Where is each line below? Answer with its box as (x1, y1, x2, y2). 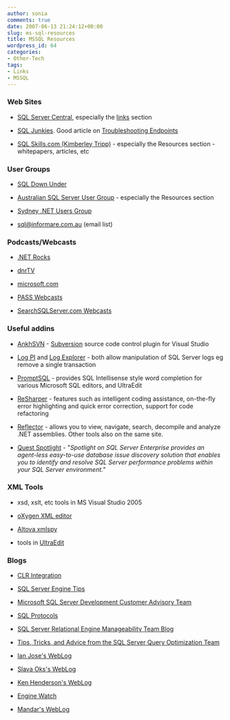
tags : (7, 61, 23, 68)
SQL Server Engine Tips (17, 585, 85, 593)
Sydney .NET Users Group (17, 207, 92, 215)
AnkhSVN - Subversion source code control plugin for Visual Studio (17, 339, 209, 348)
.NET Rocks (17, 253, 51, 261)
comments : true (7, 17, 51, 23)
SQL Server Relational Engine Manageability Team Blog (17, 625, 174, 633)
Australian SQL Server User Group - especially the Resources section (17, 193, 214, 201)
